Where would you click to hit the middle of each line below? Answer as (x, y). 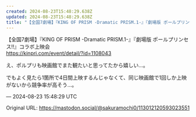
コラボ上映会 (35, 47)
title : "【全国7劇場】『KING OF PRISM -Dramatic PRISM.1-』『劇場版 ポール (91, 22)
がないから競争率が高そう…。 (42, 85)
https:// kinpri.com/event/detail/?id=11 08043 (59, 54)
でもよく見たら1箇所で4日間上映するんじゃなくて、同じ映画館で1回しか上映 (97, 78)
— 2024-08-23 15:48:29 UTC (41, 97)
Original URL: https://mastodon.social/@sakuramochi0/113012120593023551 (98, 108)
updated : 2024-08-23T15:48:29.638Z (49, 17)
